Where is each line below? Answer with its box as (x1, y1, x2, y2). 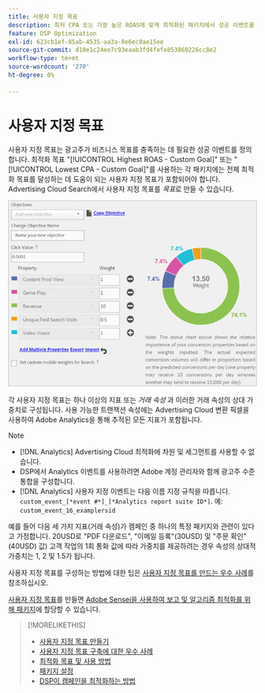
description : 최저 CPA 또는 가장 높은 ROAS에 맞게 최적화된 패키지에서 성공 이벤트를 (8, 21, 255, 29)
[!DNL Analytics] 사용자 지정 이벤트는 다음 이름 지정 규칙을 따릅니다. (19, 487, 231, 496)
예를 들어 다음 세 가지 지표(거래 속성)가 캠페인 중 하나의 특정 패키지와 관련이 (8, 522, 241, 531)
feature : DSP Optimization (8, 29, 97, 37)
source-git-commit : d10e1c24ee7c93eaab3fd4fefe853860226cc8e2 (8, 46, 217, 55)
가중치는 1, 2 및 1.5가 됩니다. (8, 552, 95, 561)
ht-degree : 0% (8, 71, 55, 79)
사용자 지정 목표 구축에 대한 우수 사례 (39, 646, 154, 656)
